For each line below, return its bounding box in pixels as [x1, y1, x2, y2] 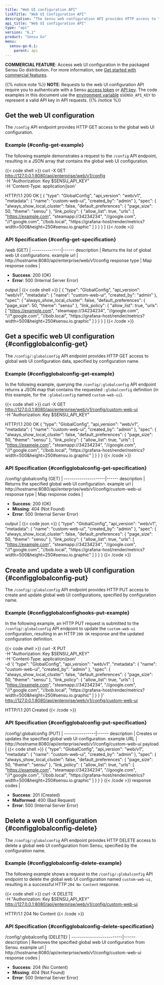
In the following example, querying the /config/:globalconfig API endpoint [5, 381, 156, 387]
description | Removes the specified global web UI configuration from [5, 939, 145, 945]
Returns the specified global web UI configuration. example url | [5, 481, 134, 487]
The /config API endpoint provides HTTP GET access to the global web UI [5, 124, 155, 130]
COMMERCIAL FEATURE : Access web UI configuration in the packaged [5, 62, 150, 68]
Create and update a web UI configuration [5, 566, 135, 574]
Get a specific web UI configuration [5, 332, 115, 341]
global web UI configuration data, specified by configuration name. [5, 358, 140, 364]
